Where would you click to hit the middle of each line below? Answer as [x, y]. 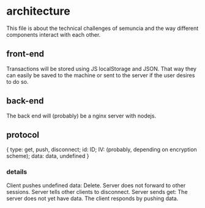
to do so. [17, 81]
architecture [38, 11]
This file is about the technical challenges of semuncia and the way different [102, 28]
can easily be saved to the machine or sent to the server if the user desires [101, 75]
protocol [23, 135]
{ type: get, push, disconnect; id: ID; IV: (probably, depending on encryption [102, 150]
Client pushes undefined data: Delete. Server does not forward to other [96, 185]
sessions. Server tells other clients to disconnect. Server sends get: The [97, 191]
